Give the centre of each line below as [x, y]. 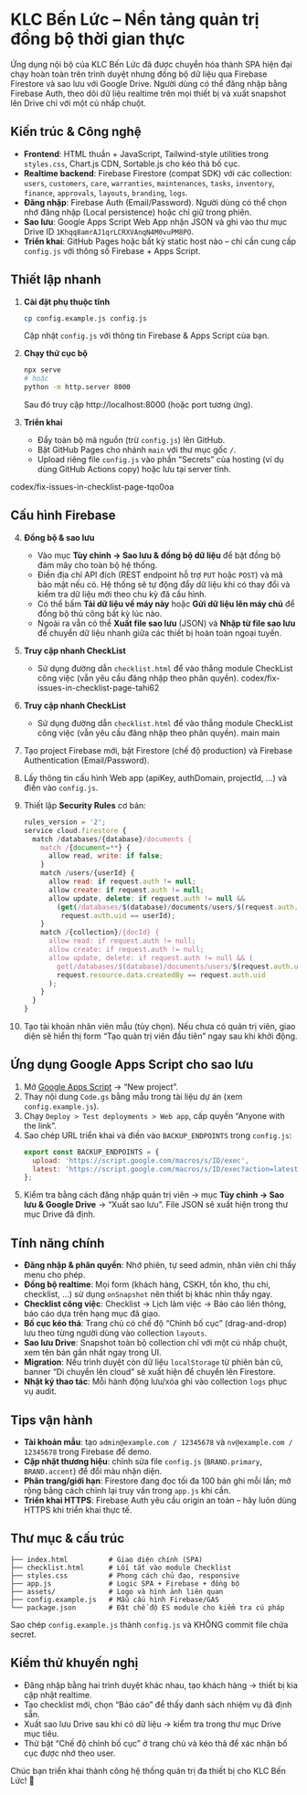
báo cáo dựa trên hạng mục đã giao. [92, 1314]
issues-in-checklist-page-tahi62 [98, 687]
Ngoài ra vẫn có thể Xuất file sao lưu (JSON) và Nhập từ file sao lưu [166, 623]
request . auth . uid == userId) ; [118, 915]
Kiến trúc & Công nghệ [76, 132]
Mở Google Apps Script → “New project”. [101, 1086]
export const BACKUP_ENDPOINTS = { [91, 1152]
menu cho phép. [54, 1275]
